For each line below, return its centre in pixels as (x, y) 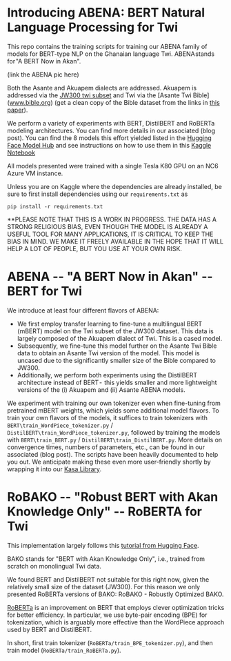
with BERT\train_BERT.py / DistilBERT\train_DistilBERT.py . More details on (115, 440)
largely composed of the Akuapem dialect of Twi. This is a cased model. (120, 338)
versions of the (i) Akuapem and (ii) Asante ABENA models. (101, 389)
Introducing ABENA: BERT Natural (106, 13)
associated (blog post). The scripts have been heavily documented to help (113, 454)
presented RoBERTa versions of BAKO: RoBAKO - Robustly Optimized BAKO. (115, 594)
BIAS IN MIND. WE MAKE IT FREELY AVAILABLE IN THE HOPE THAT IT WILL (115, 241)
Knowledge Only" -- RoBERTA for (104, 512)
